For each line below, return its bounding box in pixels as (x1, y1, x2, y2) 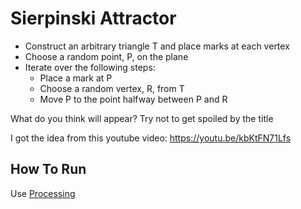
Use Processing (10, 187, 76, 199)
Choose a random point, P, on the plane (24, 50, 189, 62)
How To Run (10, 161, 87, 178)
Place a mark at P (39, 72, 113, 84)
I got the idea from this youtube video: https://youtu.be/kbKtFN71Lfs (10, 132, 292, 144)
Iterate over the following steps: (24, 61, 156, 73)
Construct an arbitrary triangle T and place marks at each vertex (24, 40, 290, 52)
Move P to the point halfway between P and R (39, 93, 228, 105)
